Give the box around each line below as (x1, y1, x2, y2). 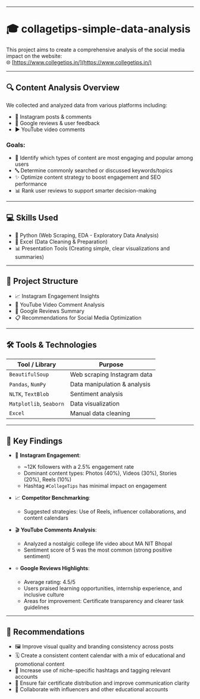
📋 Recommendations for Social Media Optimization (14, 314, 142, 321)
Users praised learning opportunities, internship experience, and (23, 585, 183, 592)
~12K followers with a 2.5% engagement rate (23, 463, 134, 471)
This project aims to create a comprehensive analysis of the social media (6, 46, 185, 53)
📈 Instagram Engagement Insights (14, 292, 100, 299)
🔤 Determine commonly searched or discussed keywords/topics (14, 167, 173, 174)
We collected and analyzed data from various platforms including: (6, 101, 168, 109)
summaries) (14, 253, 45, 260)
